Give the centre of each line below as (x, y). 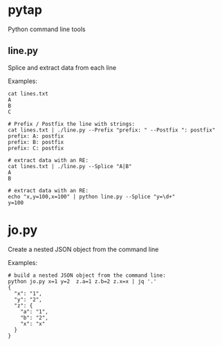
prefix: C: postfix (36, 148)
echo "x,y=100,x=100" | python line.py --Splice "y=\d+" (92, 197)
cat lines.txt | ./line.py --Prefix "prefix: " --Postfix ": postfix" (112, 130)
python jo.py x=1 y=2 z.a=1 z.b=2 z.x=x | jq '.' (82, 281)
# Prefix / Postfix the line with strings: (72, 124)
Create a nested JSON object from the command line (83, 249)
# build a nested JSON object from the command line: (87, 275)
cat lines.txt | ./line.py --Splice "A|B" (70, 166)
